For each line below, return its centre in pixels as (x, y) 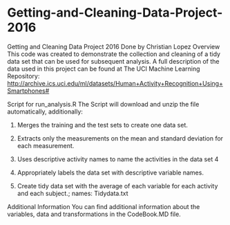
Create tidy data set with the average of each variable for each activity (117, 186)
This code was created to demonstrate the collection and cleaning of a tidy (114, 54)
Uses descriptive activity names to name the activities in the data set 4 (118, 159)
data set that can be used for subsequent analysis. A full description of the (113, 61)
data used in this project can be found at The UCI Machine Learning (104, 69)
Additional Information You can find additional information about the (104, 206)
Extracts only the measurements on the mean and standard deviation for (120, 138)
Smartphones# (28, 91)
